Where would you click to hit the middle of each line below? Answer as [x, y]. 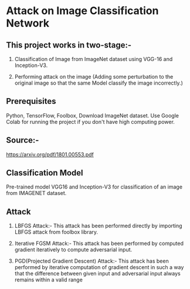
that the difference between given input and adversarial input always [97, 274]
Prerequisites [31, 101]
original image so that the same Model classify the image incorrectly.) [99, 83]
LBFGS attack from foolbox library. [56, 232]
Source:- [23, 140]
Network [28, 23]
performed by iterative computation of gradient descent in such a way [99, 267]
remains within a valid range [49, 280]
